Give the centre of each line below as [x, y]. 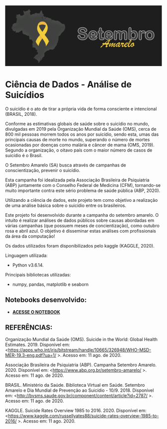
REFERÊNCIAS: [29, 328]
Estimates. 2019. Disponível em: [38, 345]
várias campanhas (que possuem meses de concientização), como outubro [83, 225]
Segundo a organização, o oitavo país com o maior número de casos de [79, 150]
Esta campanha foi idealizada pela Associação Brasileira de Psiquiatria [77, 180]
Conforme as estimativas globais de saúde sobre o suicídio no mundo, [77, 124]
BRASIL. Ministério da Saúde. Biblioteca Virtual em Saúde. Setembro [75, 385]
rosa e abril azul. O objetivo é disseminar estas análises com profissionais [81, 231]
